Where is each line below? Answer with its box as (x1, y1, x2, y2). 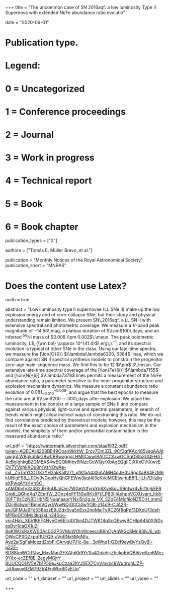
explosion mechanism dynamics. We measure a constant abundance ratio (5, 383, 158, 389)
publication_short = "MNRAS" (5, 263, 67, 269)
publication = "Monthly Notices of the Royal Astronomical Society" (5, 257, 143, 263)
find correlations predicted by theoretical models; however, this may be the (5, 417, 161, 423)
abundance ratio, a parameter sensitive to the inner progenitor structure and (5, 377, 163, 384)
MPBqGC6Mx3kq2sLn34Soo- (5, 513, 67, 519)
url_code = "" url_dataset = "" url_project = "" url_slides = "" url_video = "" (5, 575, 158, 581)
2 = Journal (5, 129, 54, 140)
